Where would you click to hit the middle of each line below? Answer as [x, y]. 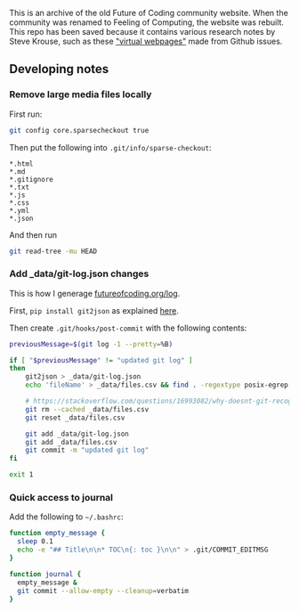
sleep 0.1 [35, 542]
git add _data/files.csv [71, 442]
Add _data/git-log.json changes [79, 273]
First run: [26, 114]
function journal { [45, 574]
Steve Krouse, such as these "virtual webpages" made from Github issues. [146, 41]
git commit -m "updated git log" [87, 450]
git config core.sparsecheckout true [79, 130]
